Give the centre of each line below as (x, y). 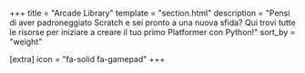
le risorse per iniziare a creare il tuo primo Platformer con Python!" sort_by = (152, 32)
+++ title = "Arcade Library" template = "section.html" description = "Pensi (150, 13)
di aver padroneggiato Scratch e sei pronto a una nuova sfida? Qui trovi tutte (152, 23)
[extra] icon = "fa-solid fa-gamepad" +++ (87, 59)
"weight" (26, 41)
